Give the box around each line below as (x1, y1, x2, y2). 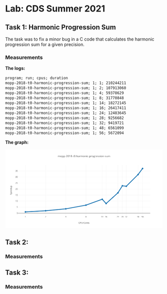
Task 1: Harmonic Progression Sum (5, 23, 116, 31)
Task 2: (5, 238, 28, 246)
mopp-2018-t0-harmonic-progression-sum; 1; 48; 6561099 (5, 125, 124, 130)
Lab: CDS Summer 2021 (5, 3, 105, 14)
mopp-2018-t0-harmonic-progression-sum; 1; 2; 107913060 (5, 85, 126, 90)
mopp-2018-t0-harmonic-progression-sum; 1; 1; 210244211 (5, 80, 126, 85)
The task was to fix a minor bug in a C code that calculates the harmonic (5, 36, 154, 42)
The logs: (5, 65, 25, 71)
